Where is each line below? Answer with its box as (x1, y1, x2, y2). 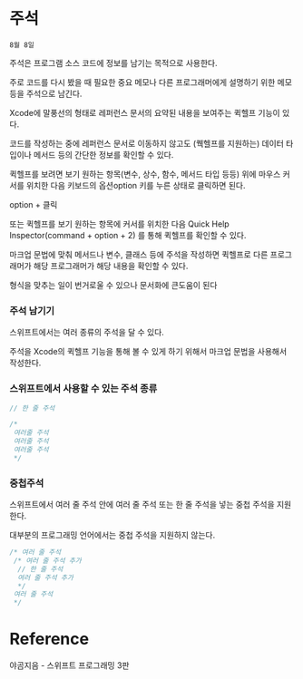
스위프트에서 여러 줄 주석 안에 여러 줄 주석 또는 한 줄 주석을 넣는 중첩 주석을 (9, 500, 275, 510)
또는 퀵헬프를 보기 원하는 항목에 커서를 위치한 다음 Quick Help (9, 218, 230, 229)
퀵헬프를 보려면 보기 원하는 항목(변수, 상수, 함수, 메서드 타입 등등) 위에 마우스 (9, 169, 281, 179)
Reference (9, 629, 89, 649)
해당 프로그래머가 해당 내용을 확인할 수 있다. (33, 260, 189, 271)
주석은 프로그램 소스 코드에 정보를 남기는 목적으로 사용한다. (9, 57, 218, 68)
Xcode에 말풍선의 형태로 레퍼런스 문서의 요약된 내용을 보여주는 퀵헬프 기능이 (9, 107, 280, 118)
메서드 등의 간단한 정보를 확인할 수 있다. (33, 149, 174, 160)
